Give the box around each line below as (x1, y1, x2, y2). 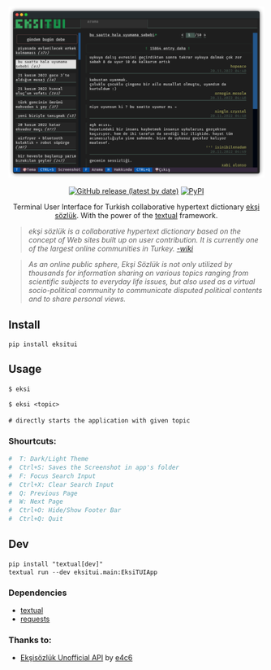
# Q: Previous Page (8, 489, 79, 497)
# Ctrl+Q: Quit (8, 515, 63, 523)
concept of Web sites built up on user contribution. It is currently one (28, 235, 259, 245)
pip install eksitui (8, 340, 79, 348)
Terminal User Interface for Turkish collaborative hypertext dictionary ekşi (13, 202, 260, 212)
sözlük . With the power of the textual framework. (54, 211, 218, 221)
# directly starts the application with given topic (8, 416, 191, 425)
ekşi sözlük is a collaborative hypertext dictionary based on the (28, 226, 242, 236)
